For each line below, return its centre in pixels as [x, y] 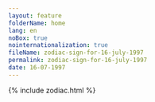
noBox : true [28, 38]
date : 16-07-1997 [37, 68]
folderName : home [37, 23]
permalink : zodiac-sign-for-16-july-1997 [78, 61]
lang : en [23, 30]
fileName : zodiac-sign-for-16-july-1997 [76, 53]
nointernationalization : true [58, 45]
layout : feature [35, 16]
